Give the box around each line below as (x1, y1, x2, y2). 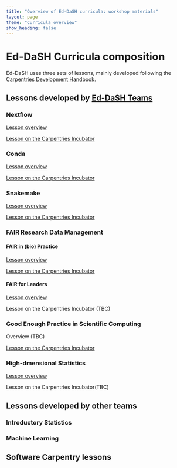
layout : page (6, 14, 38, 20)
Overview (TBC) (6, 333, 45, 340)
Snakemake (6, 189, 40, 197)
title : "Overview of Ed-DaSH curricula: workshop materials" (6, 8, 159, 15)
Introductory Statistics (6, 418, 72, 426)
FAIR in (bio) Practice (6, 243, 59, 250)
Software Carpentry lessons (6, 452, 111, 462)
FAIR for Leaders (6, 281, 47, 288)
